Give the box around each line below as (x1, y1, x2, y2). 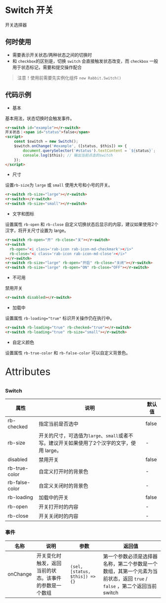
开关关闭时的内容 (39, 513, 79, 520)
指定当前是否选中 (39, 421, 79, 428)
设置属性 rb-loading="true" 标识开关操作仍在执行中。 (5, 315, 115, 321)
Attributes (5, 365, 51, 378)
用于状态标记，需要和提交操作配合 (12, 64, 82, 70)
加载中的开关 (39, 494, 69, 501)
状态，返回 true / (108, 575, 148, 582)
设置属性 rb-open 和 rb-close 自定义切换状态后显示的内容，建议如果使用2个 (5, 221, 159, 227)
